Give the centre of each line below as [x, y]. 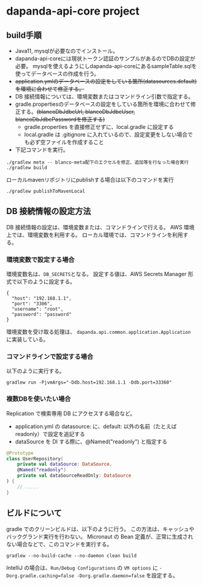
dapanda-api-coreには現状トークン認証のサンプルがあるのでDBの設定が [105, 58]
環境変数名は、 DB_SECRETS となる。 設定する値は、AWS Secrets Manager [96, 274]
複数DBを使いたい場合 [38, 399]
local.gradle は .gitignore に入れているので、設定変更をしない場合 [106, 134]
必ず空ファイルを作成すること [67, 142]
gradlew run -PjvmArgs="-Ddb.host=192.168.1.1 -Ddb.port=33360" [89, 382]
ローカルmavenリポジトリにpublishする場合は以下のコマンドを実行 [90, 180]
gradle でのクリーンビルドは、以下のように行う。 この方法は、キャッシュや [101, 529]
